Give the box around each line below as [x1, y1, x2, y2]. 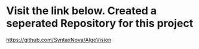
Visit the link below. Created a [6, 4, 157, 18]
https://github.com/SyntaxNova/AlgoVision [6, 36, 112, 43]
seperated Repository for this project [6, 17, 194, 30]
